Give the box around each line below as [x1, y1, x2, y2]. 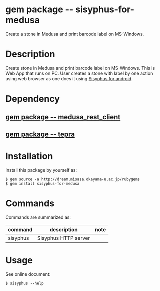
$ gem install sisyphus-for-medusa [5, 181, 80, 186]
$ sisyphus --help [5, 281, 44, 286]
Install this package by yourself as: [5, 167, 77, 173]
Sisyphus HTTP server [37, 234, 90, 241]
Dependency [5, 93, 60, 105]
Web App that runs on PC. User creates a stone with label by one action [5, 70, 153, 76]
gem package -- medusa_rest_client [5, 113, 121, 121]
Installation [5, 151, 53, 162]
